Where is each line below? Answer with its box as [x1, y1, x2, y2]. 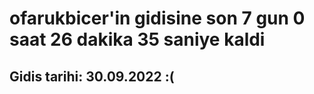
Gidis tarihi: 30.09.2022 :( [9, 68, 175, 85]
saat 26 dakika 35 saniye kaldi [9, 28, 266, 51]
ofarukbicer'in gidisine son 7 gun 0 [9, 7, 306, 30]
